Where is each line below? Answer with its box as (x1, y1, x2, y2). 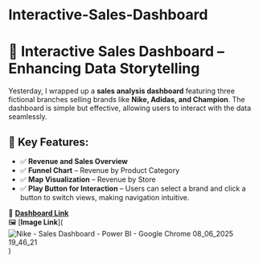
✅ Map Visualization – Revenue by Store (19, 175, 156, 184)
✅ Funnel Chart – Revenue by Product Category (19, 165, 180, 175)
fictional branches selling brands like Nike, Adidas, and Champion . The (8, 95, 245, 105)
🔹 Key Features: (8, 135, 89, 149)
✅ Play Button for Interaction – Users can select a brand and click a (19, 183, 247, 193)
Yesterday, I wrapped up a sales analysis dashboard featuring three (8, 86, 236, 96)
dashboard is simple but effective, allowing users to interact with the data (8, 103, 252, 113)
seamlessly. (8, 112, 47, 121)
